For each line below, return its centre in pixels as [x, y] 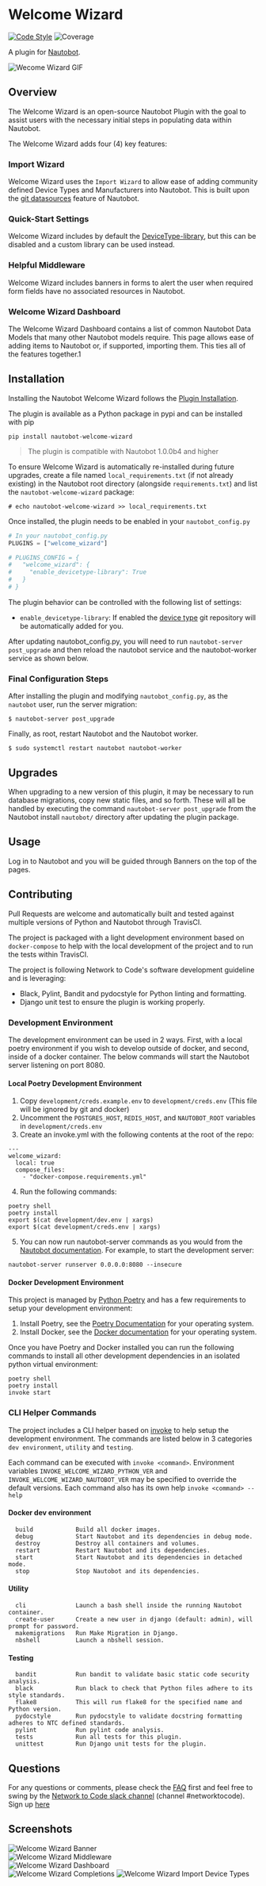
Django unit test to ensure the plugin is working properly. [112, 1002]
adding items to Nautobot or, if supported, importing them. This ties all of [127, 345]
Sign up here [29, 1804]
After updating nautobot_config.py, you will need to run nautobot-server [125, 641]
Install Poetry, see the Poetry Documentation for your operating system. [137, 1324]
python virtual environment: [53, 1364]
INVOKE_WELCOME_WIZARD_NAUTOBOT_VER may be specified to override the [123, 1479]
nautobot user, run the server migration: [73, 705]
